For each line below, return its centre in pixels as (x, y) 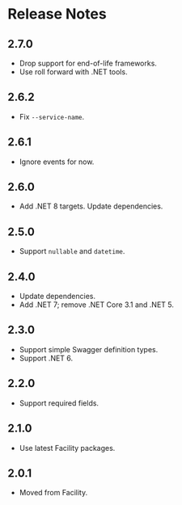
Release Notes (57, 14)
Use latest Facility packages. (67, 448)
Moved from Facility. (53, 493)
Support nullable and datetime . (72, 251)
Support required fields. (59, 403)
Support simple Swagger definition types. (89, 349)
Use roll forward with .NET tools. (73, 72)
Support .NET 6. (46, 358)
